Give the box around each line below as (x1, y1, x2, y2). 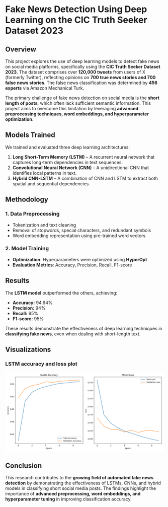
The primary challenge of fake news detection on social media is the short (5, 95, 160, 101)
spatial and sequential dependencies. (12, 180, 91, 187)
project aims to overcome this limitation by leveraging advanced (5, 106, 139, 111)
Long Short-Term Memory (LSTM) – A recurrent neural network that (12, 154, 155, 160)
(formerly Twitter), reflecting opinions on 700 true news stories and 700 (5, 75, 156, 80)
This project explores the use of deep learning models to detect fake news (5, 58, 159, 64)
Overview (5, 45, 37, 53)
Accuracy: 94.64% (12, 300, 53, 306)
